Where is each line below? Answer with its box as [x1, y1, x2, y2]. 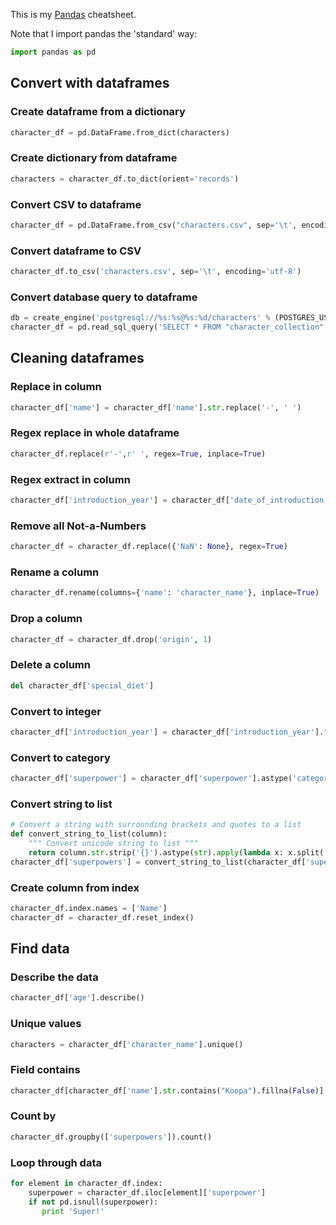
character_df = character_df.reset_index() [10, 912, 195, 923]
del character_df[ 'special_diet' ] [10, 680, 155, 691]
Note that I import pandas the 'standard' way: [10, 28, 198, 39]
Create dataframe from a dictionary [10, 105, 186, 119]
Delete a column [10, 658, 91, 672]
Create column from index [10, 880, 140, 894]
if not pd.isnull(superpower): [28, 1197, 159, 1207]
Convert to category [10, 750, 111, 764]
